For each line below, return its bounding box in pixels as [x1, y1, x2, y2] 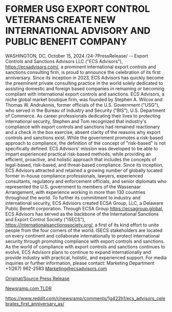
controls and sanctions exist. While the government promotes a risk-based [5, 134, 163, 141]
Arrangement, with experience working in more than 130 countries [5, 189, 146, 195]
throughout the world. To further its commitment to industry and [5, 194, 141, 201]
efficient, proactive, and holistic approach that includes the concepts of [5, 156, 157, 162]
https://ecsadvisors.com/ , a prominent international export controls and [5, 64, 157, 70]
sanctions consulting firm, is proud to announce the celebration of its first [5, 69, 161, 75]
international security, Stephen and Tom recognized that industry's [5, 118, 147, 124]
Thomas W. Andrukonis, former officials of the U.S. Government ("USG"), [5, 102, 160, 108]
